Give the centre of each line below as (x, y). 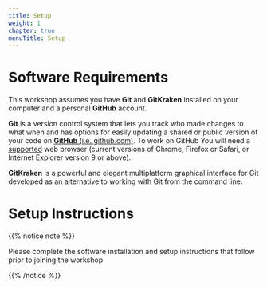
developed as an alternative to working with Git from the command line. (126, 181)
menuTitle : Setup (37, 38)
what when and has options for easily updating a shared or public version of (133, 132)
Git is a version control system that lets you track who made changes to (126, 124)
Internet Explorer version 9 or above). (70, 157)
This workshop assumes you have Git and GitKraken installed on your (124, 100)
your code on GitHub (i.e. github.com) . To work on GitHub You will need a (130, 141)
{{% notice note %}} (42, 236)
